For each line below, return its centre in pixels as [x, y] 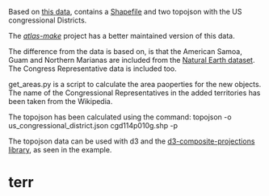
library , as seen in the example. [60, 150]
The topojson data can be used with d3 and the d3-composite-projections [132, 141]
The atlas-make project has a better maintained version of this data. [122, 36]
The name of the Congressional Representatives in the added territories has [134, 93]
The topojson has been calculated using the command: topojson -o [120, 117]
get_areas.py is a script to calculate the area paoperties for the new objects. [135, 84]
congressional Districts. [48, 20]
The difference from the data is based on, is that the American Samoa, [125, 51]
